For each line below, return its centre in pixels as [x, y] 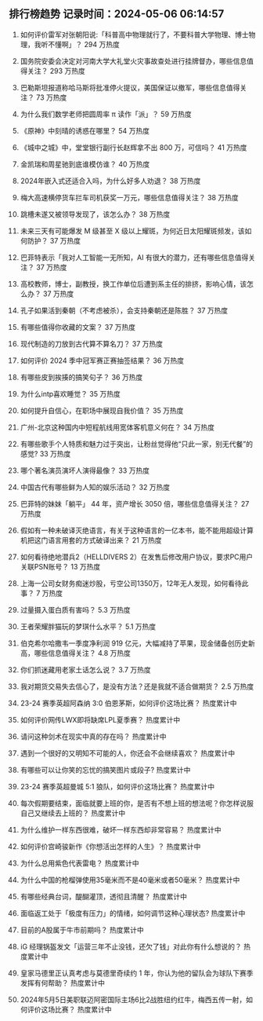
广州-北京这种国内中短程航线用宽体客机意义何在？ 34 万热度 [117, 427]
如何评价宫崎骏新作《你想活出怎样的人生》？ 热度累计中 [110, 846]
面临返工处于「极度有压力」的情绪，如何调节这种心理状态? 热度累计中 [133, 913]
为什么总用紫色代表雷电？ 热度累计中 [79, 863]
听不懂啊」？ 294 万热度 [80, 44]
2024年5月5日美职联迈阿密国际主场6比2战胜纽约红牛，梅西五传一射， [133, 999]
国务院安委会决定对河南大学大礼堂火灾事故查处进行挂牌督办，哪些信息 [133, 60]
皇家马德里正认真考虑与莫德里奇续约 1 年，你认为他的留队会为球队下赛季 [137, 973]
